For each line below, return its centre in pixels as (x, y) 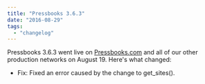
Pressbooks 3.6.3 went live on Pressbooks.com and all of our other (103, 52)
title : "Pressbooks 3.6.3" (46, 13)
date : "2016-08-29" (35, 20)
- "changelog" (34, 33)
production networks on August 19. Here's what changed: (89, 60)
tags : (15, 26)
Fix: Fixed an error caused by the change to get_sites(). (96, 73)
